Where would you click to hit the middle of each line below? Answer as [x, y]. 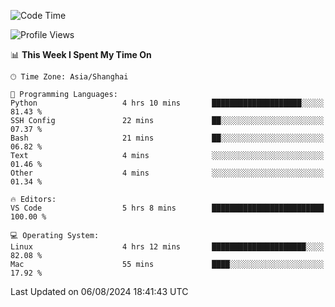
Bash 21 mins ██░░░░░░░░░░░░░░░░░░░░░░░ [167, 138]
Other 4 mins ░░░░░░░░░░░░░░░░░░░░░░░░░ [167, 173]
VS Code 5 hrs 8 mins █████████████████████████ [167, 208]
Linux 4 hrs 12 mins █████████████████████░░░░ [167, 247]
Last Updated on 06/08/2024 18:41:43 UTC [99, 291]
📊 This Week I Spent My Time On [81, 54]
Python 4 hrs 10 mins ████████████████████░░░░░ [167, 103]
